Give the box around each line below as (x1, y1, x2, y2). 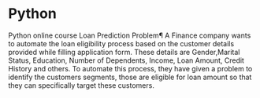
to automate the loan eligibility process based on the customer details (8, 38, 235, 48)
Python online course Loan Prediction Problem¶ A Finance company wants (8, 31, 251, 40)
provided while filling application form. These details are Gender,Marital (8, 47, 240, 56)
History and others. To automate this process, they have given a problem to (8, 64, 253, 73)
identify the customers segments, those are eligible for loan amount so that (8, 72, 252, 82)
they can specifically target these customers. (8, 80, 155, 90)
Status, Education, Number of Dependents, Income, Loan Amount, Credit (8, 56, 244, 65)
